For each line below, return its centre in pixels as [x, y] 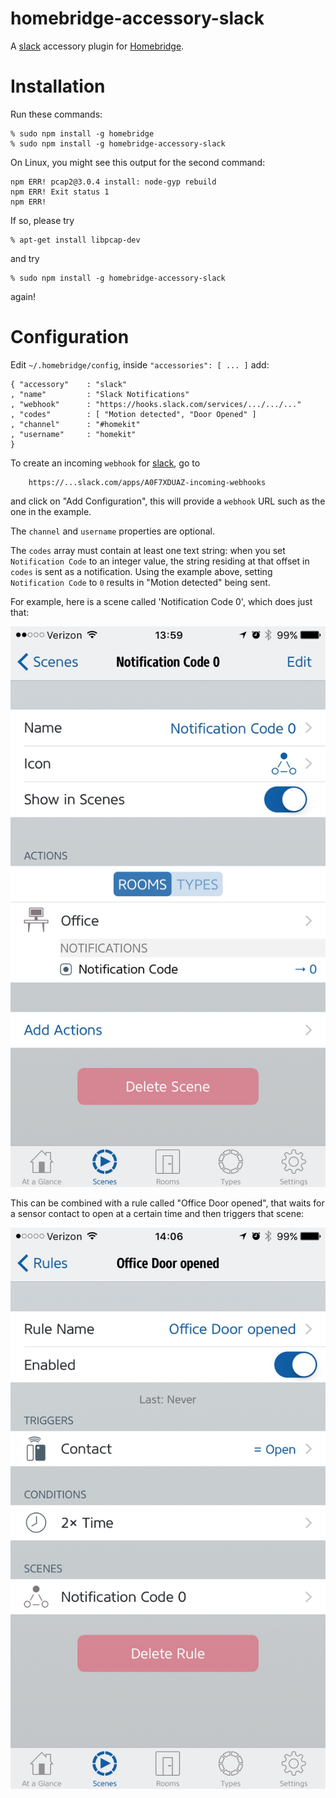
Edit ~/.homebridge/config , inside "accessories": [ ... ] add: [140, 364]
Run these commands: [56, 114]
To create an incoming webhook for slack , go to [105, 463]
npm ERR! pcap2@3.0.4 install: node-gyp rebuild [113, 182]
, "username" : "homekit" [73, 434]
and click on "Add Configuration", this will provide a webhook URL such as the [168, 501]
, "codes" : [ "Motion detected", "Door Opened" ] [133, 414]
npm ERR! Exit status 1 [60, 192]
